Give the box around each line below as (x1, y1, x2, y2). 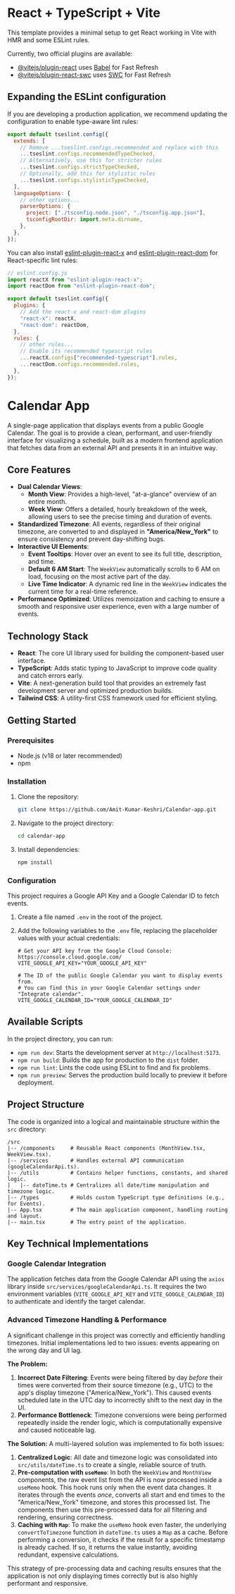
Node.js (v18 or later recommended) (17, 751, 123, 760)
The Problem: (7, 1359, 48, 1368)
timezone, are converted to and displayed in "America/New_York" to (17, 527, 219, 536)
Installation (7, 777, 47, 786)
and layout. (7, 1212, 42, 1220)
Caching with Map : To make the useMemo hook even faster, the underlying (17, 1520, 227, 1528)
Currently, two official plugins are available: (7, 49, 133, 58)
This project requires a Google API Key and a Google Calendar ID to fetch (7, 891, 220, 900)
